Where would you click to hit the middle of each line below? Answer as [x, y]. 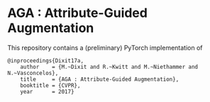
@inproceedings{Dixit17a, [45, 61]
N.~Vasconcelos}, [33, 73]
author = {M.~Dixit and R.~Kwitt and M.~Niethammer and [109, 67]
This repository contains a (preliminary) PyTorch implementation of [105, 47]
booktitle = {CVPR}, [50, 85]
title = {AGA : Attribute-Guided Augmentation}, [100, 79]
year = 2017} [47, 91]
